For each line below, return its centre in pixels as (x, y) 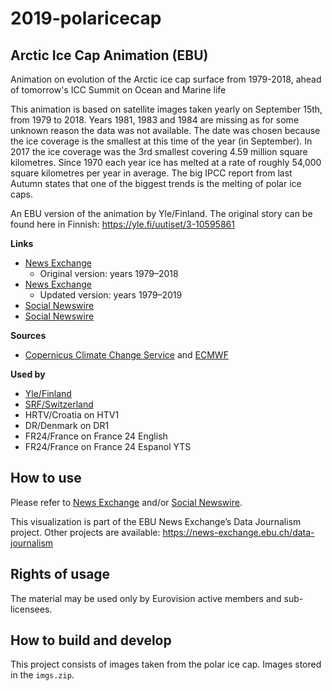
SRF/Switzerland (59, 404)
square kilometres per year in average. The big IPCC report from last (151, 173)
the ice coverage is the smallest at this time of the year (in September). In (161, 141)
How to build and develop (91, 640)
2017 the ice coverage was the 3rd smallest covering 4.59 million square (159, 151)
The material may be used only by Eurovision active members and (146, 598)
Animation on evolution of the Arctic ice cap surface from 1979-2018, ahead (166, 79)
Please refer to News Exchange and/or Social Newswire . (126, 502)
